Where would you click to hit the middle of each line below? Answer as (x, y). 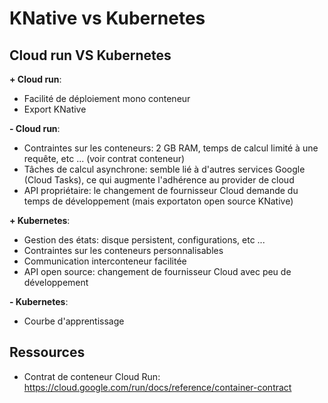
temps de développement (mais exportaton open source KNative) (158, 201)
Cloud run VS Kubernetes (90, 55)
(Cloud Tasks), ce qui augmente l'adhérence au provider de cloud (159, 180)
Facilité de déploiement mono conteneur (107, 98)
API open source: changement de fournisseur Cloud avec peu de (157, 271)
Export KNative (55, 109)
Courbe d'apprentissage (74, 321)
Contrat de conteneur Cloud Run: (92, 376)
